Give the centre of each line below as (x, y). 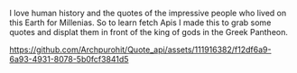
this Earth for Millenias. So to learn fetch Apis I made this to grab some (140, 23)
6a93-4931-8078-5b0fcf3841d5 (69, 59)
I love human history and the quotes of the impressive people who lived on (148, 13)
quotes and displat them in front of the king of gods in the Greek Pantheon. (149, 32)
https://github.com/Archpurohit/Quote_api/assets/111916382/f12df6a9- (140, 50)
